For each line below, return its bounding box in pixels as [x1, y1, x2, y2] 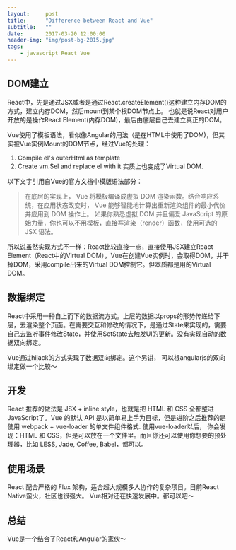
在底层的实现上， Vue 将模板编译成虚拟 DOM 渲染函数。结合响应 [24, 192, 213, 200]
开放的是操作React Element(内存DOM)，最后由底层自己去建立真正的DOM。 [7, 115, 226, 124]
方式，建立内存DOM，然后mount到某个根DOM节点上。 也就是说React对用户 [7, 107, 229, 115]
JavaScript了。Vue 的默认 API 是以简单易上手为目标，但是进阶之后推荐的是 [7, 414, 226, 422]
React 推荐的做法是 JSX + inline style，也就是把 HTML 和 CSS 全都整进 [7, 404, 214, 414]
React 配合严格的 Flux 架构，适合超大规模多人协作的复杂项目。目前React [7, 483, 219, 491]
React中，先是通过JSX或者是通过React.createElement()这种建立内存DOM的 [7, 98, 228, 106]
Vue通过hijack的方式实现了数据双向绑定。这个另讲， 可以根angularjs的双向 [7, 353, 226, 361]
